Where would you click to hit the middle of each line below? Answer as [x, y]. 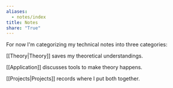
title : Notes [22, 22]
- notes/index [29, 17]
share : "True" [24, 28]
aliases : [17, 11]
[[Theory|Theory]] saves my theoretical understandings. [75, 56]
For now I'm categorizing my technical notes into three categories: [87, 45]
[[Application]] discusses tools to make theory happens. [74, 67]
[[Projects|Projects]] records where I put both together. [73, 79]
